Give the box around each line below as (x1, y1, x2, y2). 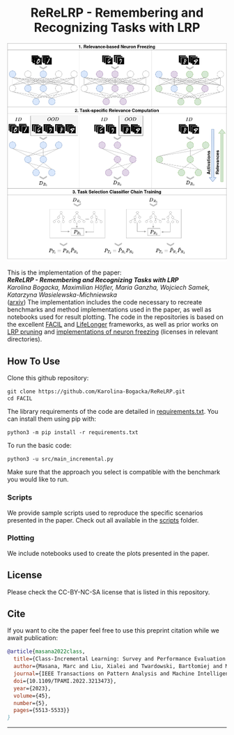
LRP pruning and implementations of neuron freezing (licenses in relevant (7, 327, 218, 336)
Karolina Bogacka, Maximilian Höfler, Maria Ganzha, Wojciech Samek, (7, 284, 210, 292)
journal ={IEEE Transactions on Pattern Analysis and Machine (13, 670, 195, 677)
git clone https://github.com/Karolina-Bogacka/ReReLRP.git (7, 388, 186, 395)
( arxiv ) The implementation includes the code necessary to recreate (7, 298, 203, 307)
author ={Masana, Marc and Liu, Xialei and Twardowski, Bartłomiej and (13, 663, 223, 670)
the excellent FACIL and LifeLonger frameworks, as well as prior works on (7, 320, 219, 329)
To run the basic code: (7, 441, 72, 450)
